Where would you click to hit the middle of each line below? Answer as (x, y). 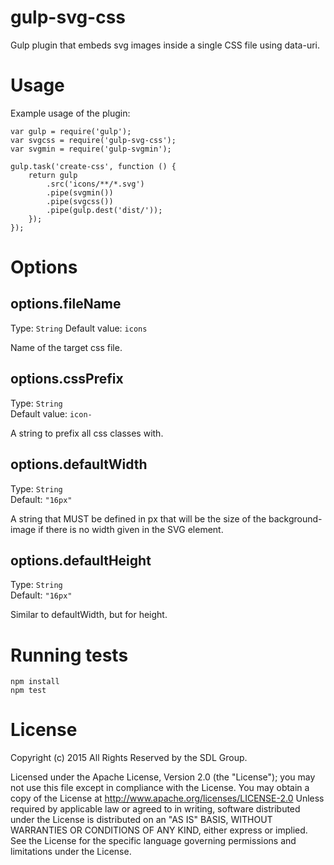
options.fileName (66, 304)
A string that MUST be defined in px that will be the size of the (138, 518)
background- (295, 518)
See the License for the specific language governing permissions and (153, 841)
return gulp (53, 175)
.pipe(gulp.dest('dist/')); (104, 210)
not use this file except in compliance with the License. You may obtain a (160, 788)
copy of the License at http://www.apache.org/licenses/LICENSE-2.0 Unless (167, 798)
